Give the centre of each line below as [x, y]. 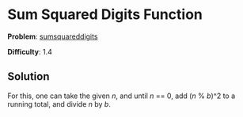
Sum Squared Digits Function [105, 15]
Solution [28, 77]
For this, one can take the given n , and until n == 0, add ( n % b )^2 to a [121, 96]
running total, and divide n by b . [59, 104]
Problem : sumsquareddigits [53, 36]
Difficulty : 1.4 [30, 51]
